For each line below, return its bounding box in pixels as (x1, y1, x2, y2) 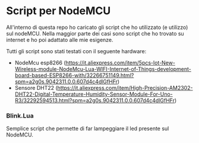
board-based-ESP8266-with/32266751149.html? (14, 71, 134, 79)
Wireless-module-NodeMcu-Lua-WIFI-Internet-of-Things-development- (14, 65, 192, 72)
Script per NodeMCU (6, 4, 111, 18)
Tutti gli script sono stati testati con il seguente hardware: (6, 47, 147, 54)
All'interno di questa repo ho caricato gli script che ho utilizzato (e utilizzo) (6, 24, 188, 31)
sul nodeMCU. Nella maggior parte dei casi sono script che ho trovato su (6, 30, 184, 37)
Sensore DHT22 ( (14, 84, 58, 91)
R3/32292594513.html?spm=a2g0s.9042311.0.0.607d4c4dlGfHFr (14, 96, 175, 104)
